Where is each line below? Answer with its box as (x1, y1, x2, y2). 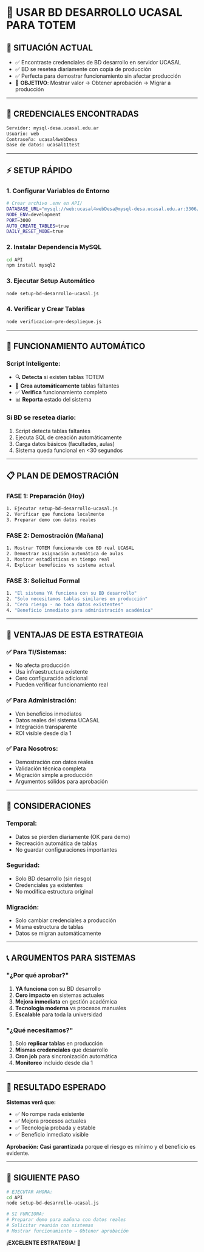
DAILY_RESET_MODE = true (6, 228, 64, 234)
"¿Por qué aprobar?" (6, 971, 69, 980)
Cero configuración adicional (15, 674, 88, 682)
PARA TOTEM (6, 18, 76, 32)
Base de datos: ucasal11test (6, 142, 80, 148)
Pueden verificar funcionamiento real (15, 681, 108, 688)
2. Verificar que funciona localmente (6, 511, 104, 518)
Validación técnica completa (15, 765, 86, 772)
